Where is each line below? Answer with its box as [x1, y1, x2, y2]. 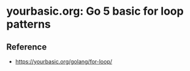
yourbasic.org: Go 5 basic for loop [6, 4, 184, 18]
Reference [6, 42, 47, 52]
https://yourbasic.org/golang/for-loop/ [15, 58, 112, 65]
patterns [6, 17, 51, 31]
